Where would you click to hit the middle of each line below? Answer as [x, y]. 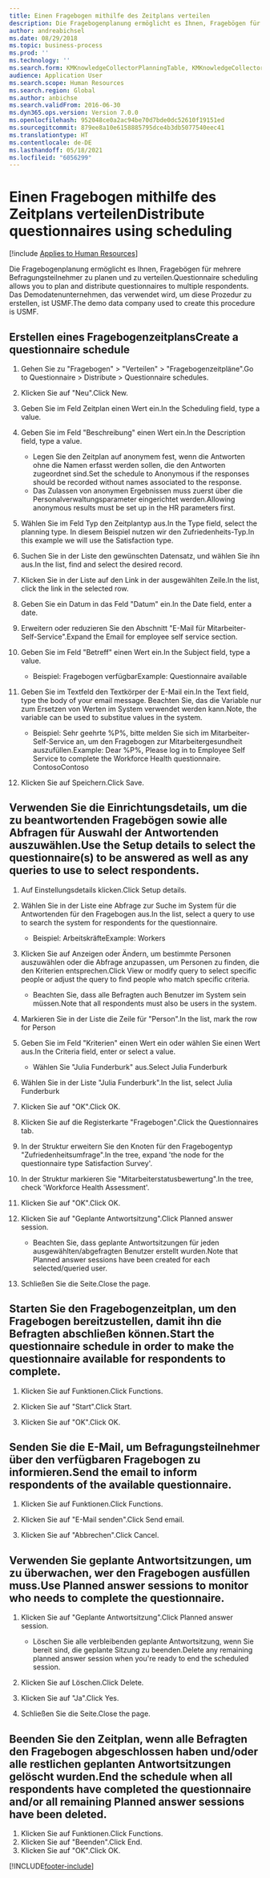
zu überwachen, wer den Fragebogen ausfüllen [130, 1573]
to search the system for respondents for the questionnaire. [119, 922]
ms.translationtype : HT [49, 135]
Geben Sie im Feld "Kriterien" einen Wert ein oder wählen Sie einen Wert [141, 1043]
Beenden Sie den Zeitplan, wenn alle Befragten [128, 1739]
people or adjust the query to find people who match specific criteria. [135, 979]
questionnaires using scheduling [121, 232]
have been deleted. [58, 1814]
